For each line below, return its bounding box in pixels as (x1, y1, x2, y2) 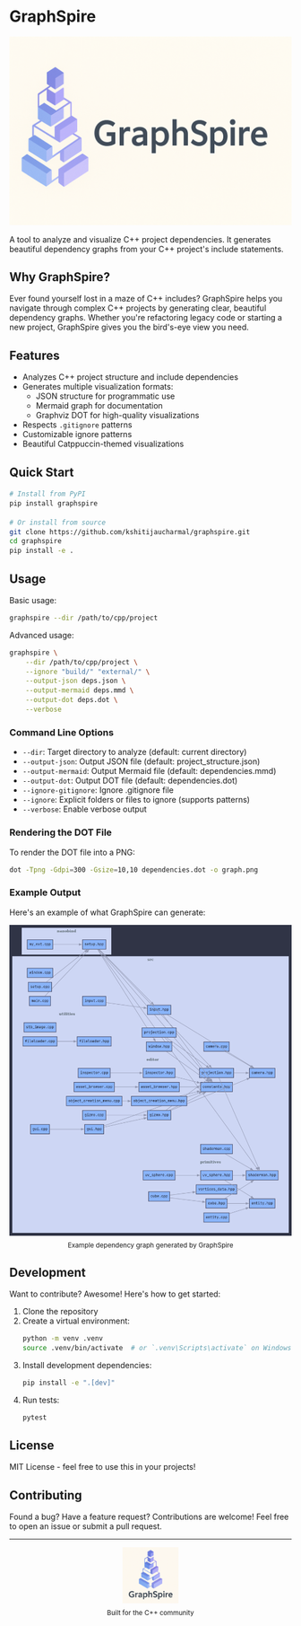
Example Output (9, 886, 82, 899)
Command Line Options (9, 725, 115, 738)
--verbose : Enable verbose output (21, 804, 148, 814)
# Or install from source (9, 518, 106, 527)
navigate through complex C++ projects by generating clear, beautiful (9, 303, 267, 313)
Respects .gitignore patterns (21, 419, 133, 430)
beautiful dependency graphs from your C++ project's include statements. (9, 243, 284, 254)
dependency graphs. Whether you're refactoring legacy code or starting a (9, 312, 282, 323)
